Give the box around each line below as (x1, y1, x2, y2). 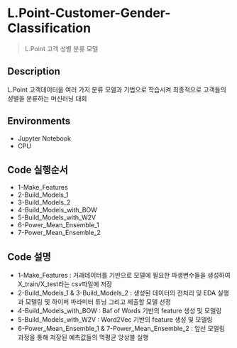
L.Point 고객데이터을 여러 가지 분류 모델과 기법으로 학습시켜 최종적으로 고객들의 (7, 85, 227, 94)
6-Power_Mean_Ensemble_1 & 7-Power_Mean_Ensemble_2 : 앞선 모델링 (17, 325, 226, 333)
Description (7, 65, 60, 77)
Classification (7, 20, 91, 36)
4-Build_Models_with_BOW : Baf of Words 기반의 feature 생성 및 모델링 (17, 307, 222, 315)
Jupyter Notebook (17, 134, 71, 143)
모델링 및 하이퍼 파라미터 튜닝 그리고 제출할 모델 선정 (25, 298, 172, 306)
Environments (7, 115, 71, 127)
